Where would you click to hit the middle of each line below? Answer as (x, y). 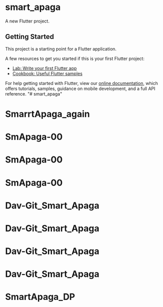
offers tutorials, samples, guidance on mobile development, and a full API (80, 88)
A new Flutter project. (27, 21)
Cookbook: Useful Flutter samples (47, 73)
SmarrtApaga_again (48, 114)
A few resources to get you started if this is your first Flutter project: (75, 58)
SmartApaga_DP (40, 297)
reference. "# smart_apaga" (34, 93)
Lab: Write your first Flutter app (45, 68)
